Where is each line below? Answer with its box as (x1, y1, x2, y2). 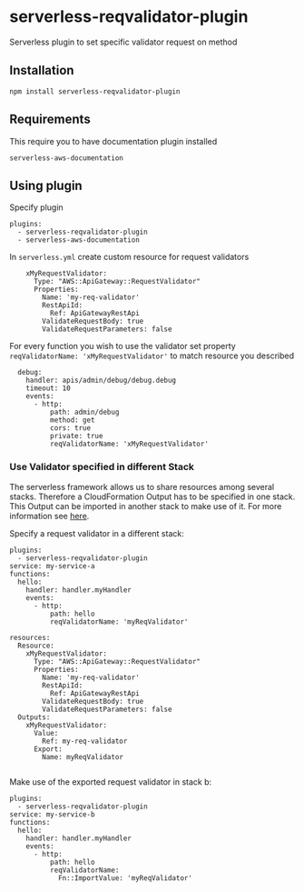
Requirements (9, 112, 91, 127)
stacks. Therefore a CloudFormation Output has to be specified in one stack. (9, 491, 296, 502)
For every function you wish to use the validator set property (9, 341, 236, 352)
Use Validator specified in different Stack (9, 461, 195, 474)
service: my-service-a (9, 561, 95, 570)
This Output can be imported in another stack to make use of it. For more (9, 500, 282, 511)
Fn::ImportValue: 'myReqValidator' (57, 873, 193, 883)
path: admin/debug (49, 407, 120, 417)
